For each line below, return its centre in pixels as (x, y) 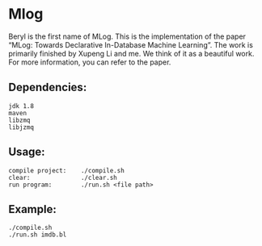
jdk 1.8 (21, 106)
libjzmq (21, 127)
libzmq (19, 120)
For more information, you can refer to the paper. (90, 62)
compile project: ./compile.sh (67, 170)
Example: (32, 209)
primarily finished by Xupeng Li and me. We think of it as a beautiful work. (131, 53)
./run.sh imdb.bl (38, 235)
